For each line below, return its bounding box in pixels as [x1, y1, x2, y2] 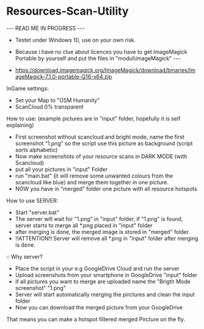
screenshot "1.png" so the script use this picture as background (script [15, 139, 193, 147]
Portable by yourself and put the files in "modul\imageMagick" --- [15, 54, 181, 62]
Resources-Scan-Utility [6, 4, 129, 18]
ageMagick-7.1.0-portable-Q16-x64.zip [15, 73, 113, 80]
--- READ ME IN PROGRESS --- [6, 24, 85, 32]
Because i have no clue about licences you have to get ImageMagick [15, 48, 188, 56]
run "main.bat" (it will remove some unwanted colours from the [15, 172, 174, 179]
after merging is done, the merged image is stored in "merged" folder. [15, 228, 191, 236]
